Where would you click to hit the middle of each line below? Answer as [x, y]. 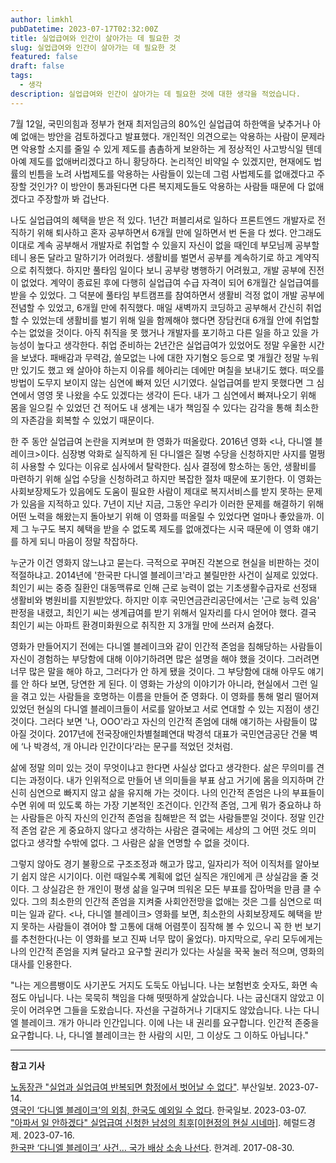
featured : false [44, 57]
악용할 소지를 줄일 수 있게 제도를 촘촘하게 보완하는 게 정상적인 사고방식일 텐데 [171, 148]
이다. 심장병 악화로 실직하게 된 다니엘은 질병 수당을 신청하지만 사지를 [173, 453]
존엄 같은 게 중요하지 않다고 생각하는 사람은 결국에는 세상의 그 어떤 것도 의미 [168, 830]
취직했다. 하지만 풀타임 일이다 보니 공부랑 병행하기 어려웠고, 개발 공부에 [167, 270]
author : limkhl [42, 19]
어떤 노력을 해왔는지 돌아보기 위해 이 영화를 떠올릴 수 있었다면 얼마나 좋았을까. [162, 516]
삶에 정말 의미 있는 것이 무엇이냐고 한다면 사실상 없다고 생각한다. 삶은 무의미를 [162, 767]
